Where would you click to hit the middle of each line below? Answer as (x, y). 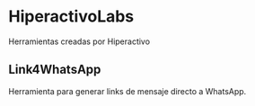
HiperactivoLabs (71, 17)
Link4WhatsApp (55, 70)
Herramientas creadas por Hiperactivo (79, 41)
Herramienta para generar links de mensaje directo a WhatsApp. (127, 91)
